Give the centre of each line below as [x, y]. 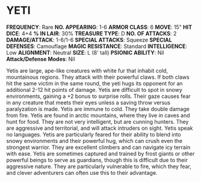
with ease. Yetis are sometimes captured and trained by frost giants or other [100, 153]
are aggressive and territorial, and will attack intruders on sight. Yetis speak [100, 128]
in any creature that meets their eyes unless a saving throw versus [88, 102]
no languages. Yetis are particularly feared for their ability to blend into [94, 134]
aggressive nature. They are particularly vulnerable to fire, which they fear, [99, 166]
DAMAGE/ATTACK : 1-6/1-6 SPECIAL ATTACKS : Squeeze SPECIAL [89, 40]
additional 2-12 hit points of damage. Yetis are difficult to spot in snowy [94, 89]
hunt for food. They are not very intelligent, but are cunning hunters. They [97, 121]
